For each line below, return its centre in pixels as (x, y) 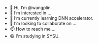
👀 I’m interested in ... (31, 13)
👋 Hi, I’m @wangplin (30, 8)
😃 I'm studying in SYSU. (35, 36)
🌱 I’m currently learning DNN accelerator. (51, 18)
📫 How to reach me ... (33, 29)
